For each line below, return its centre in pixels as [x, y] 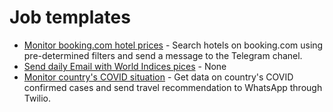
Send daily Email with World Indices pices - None [125, 66]
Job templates [70, 17]
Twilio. [37, 98]
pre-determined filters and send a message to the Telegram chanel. [163, 55]
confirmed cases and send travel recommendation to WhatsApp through [173, 87]
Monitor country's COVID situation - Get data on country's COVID [158, 77]
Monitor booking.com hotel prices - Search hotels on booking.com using [173, 45]
